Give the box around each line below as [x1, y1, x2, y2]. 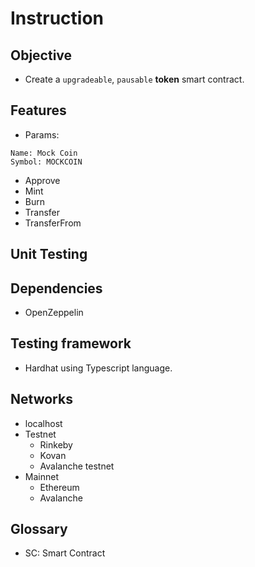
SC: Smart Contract [24, 547, 106, 559]
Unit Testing [10, 246, 88, 263]
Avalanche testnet [39, 460, 115, 472]
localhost [24, 417, 63, 429]
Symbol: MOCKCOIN [10, 157, 83, 167]
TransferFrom [24, 217, 82, 229]
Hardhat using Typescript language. [24, 362, 173, 374]
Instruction [10, 7, 104, 30]
